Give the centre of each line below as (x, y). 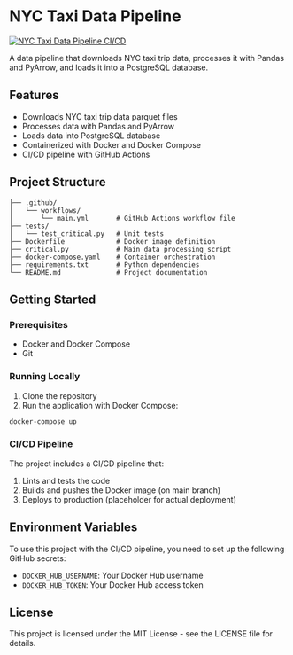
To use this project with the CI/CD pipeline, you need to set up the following (147, 549)
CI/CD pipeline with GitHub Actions (86, 154)
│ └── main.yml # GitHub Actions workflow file (123, 218)
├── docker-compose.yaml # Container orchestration (112, 257)
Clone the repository (59, 395)
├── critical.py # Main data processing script (120, 249)
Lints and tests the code (66, 480)
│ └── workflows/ (45, 210)
